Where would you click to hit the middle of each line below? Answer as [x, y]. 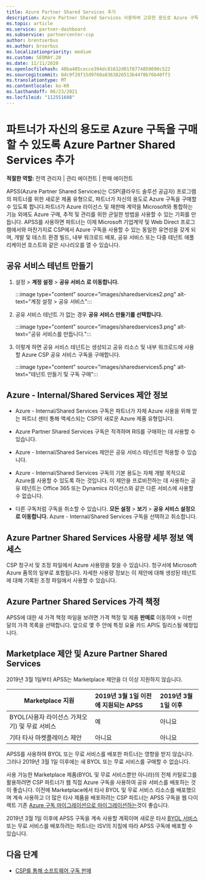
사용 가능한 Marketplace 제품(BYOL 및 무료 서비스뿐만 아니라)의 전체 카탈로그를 [102, 774]
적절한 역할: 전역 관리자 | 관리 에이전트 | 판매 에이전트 [70, 178]
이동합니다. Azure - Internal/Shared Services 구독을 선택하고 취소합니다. [109, 516]
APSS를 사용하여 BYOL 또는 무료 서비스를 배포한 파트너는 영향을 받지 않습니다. [100, 754]
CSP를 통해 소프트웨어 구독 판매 [53, 870]
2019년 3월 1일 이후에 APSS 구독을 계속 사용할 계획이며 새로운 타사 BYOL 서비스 [102, 818]
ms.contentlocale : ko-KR [38, 86]
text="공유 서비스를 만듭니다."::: [53, 334]
